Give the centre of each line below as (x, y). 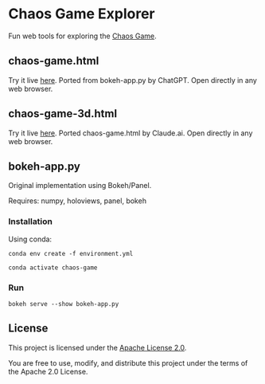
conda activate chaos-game (53, 268)
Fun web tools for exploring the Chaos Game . (82, 36)
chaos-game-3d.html (63, 114)
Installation (31, 221)
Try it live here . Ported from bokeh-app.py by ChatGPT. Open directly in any (132, 80)
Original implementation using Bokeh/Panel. (80, 186)
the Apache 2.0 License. (48, 371)
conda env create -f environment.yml (71, 253)
